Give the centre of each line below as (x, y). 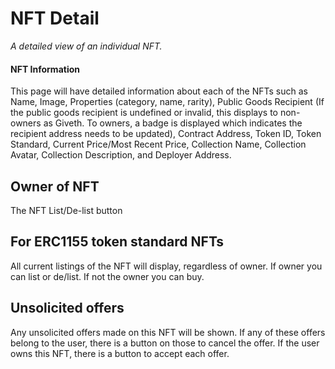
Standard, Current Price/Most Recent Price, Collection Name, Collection (158, 144)
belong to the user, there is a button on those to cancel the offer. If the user (165, 343)
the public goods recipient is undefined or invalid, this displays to (144, 113)
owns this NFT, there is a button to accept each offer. (120, 353)
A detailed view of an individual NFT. (86, 46)
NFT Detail (55, 18)
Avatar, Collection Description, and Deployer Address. (121, 155)
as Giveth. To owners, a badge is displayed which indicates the (173, 123)
